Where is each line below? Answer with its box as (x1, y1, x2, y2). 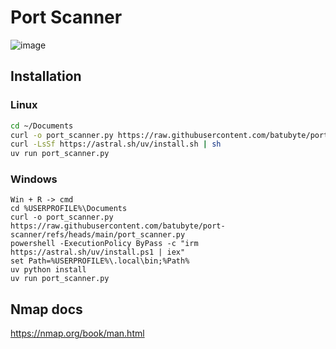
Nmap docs (10, 301, 83, 318)
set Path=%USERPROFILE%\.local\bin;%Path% (10, 256, 190, 266)
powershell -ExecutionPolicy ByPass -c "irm (10, 239, 199, 249)
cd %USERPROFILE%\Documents (10, 204, 128, 214)
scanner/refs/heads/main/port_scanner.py (10, 230, 186, 240)
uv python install (10, 265, 87, 275)
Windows (10, 172, 58, 186)
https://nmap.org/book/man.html (10, 327, 145, 340)
